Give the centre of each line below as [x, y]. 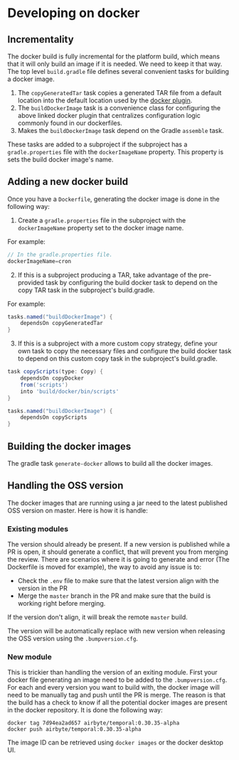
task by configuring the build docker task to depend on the [132, 282]
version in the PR [42, 589]
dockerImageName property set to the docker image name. [101, 228]
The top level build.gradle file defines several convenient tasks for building [118, 71]
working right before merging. [62, 604]
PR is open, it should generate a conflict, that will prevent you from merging [118, 552]
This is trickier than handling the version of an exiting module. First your [113, 673]
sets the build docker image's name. [60, 159]
